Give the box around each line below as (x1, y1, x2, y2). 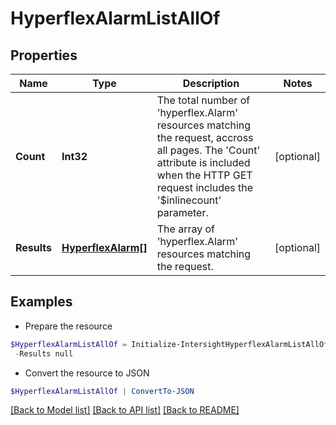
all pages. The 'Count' (156, 143, 261, 157)
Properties (10, 47, 78, 64)
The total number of (156, 93, 251, 107)
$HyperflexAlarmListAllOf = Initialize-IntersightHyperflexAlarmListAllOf (10, 339, 329, 349)
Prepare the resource (24, 320, 113, 332)
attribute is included (156, 156, 251, 169)
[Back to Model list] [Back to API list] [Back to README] (10, 404, 240, 416)
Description (182, 77, 240, 90)
